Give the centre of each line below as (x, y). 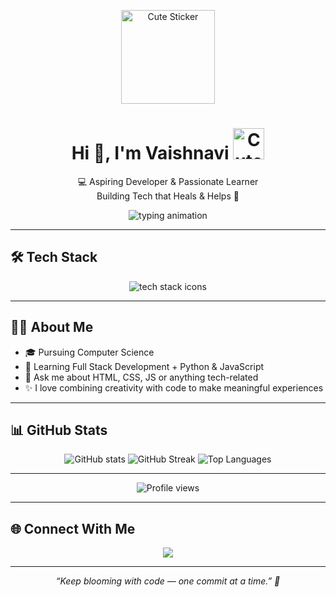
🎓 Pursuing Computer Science (89, 352)
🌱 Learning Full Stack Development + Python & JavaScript (144, 366)
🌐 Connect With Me (73, 528)
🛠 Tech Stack (54, 257)
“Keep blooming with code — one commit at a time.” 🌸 (168, 581)
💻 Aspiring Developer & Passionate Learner (168, 181)
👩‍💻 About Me (52, 327)
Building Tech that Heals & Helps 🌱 (168, 196)
